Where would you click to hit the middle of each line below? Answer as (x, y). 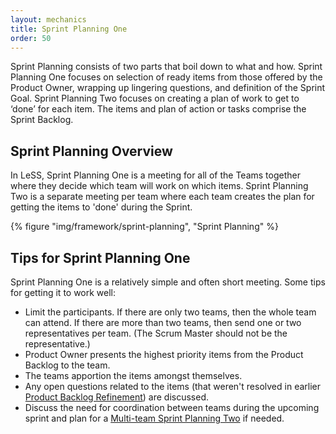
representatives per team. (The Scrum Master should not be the (156, 333)
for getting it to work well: (63, 292)
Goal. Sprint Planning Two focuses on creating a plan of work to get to (155, 98)
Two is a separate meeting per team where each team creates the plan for (162, 197)
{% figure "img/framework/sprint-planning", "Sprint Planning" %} (144, 227)
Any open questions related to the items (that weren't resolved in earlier (172, 386)
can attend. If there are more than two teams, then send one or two (163, 322)
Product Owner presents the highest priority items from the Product (164, 354)
